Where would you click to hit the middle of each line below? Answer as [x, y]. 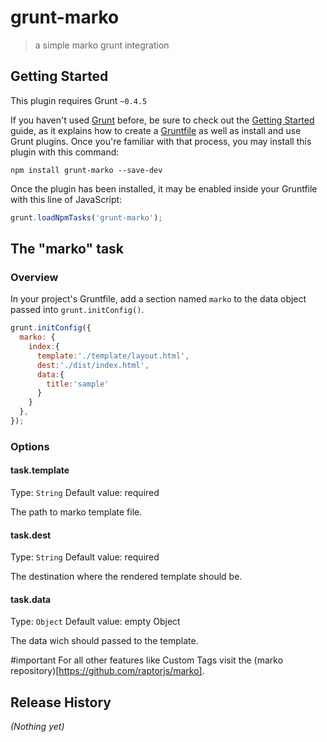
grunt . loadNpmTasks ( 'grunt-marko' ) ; [86, 217]
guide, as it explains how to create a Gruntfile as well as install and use [156, 130]
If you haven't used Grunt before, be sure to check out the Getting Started [162, 120]
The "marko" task [67, 249]
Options [30, 446]
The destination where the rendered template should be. [126, 577]
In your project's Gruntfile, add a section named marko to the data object [158, 299]
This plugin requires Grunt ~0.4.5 [79, 100]
